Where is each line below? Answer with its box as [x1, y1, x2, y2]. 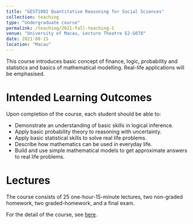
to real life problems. [14, 153, 65, 160]
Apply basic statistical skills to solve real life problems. [14, 134, 147, 141]
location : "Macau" [6, 42, 51, 48]
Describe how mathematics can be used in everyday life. [14, 140, 152, 147]
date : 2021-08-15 [6, 36, 49, 42]
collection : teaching [6, 14, 59, 20]
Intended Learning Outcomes [6, 91, 152, 104]
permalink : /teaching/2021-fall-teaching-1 [6, 25, 115, 31]
